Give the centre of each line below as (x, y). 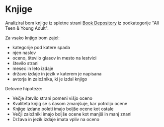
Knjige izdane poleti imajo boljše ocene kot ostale (63, 109)
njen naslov (24, 53)
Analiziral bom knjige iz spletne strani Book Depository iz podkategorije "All (82, 23)
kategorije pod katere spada (41, 47)
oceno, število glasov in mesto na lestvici (54, 58)
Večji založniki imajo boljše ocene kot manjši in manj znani (72, 114)
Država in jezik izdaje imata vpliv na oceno (56, 119)
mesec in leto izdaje (33, 68)
